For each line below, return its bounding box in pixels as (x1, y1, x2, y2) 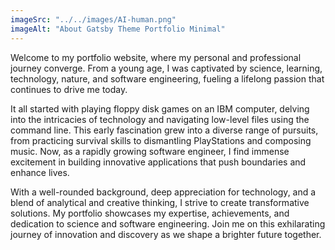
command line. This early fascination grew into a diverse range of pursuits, (10, 124, 319, 136)
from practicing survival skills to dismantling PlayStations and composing (10, 134, 312, 146)
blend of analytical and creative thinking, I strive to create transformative (10, 196, 310, 208)
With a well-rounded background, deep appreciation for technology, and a (10, 186, 317, 198)
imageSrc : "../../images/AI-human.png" (10, 14, 177, 25)
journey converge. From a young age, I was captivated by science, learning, (10, 62, 323, 74)
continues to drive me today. (10, 83, 128, 95)
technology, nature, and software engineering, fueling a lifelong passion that (10, 72, 325, 85)
